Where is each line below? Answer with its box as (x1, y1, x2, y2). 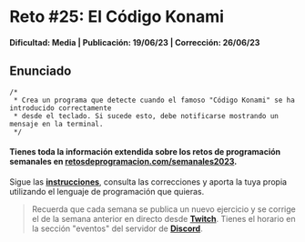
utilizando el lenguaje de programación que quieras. (9, 186, 205, 197)
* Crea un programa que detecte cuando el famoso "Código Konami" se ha (13, 96, 296, 105)
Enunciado (9, 64, 72, 79)
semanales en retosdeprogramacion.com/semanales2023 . (9, 156, 238, 167)
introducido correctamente (9, 103, 112, 113)
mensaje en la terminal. (9, 119, 104, 128)
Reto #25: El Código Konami (9, 6, 225, 27)
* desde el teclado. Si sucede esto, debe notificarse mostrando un (13, 111, 280, 120)
